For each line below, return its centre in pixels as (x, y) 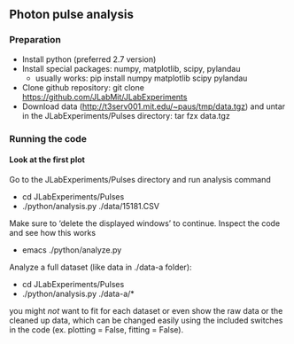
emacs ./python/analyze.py (72, 250)
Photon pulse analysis (72, 15)
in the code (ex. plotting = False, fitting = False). (97, 329)
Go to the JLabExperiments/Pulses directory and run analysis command (140, 179)
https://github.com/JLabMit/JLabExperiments (104, 97)
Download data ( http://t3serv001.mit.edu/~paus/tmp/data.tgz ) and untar (154, 106)
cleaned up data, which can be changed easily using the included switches (146, 320)
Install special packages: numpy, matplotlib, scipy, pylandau (131, 68)
